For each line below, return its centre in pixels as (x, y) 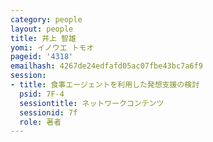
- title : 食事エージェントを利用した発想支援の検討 (105, 85)
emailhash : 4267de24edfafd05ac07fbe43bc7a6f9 (106, 66)
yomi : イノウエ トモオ (52, 47)
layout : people (42, 29)
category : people (46, 19)
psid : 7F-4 (42, 94)
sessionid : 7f (48, 112)
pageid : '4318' (42, 57)
